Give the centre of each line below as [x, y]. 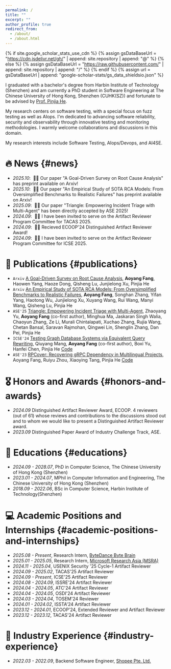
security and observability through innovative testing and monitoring [77, 122]
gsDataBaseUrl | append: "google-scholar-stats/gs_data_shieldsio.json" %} [85, 75]
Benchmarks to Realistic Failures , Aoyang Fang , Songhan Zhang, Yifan [87, 295]
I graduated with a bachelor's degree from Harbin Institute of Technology [82, 85]
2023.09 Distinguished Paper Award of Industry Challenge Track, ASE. [87, 432]
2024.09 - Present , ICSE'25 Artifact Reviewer [60, 577]
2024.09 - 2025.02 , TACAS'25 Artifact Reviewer [63, 571]
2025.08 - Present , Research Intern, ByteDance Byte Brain [74, 555]
